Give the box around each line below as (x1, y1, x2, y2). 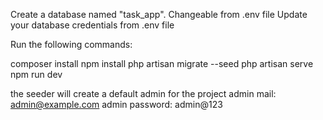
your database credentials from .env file (10, 19, 175, 31)
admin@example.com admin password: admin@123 (10, 99, 223, 110)
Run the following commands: (10, 39, 133, 50)
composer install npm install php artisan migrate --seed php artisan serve (10, 58, 314, 69)
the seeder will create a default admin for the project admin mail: (10, 88, 277, 99)
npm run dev (10, 69, 63, 80)
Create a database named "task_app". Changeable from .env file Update (10, 9, 308, 20)
